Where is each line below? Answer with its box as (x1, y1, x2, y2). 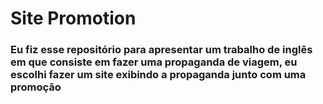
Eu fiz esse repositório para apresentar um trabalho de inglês (10, 43, 313, 57)
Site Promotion (10, 7, 137, 30)
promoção (10, 80, 62, 94)
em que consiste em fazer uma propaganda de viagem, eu (10, 55, 298, 69)
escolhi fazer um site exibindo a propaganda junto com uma (10, 68, 307, 82)
